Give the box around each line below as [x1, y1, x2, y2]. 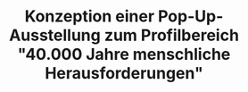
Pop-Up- [157, 6, 224, 27]
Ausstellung [8, 25, 101, 46]
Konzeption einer [24, 6, 155, 27]
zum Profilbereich [103, 25, 240, 46]
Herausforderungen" [45, 63, 203, 84]
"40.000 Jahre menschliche [17, 45, 231, 64]
